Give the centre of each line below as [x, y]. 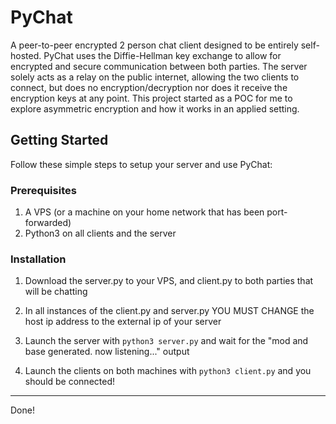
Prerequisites [43, 190]
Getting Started [59, 140]
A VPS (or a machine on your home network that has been [144, 212]
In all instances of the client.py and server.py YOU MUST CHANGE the [169, 311]
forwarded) [48, 223]
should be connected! [70, 382]
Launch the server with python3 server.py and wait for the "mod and [166, 341]
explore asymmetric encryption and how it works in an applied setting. [155, 108]
